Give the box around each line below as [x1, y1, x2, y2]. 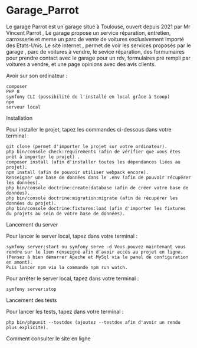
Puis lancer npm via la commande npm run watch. [6, 264, 128, 270]
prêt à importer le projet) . [6, 154, 81, 160]
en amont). [6, 259, 33, 265]
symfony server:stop [6, 286, 57, 292]
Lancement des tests [6, 296, 57, 304]
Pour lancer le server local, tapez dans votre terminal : [6, 232, 137, 239]
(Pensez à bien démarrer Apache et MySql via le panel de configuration [6, 254, 189, 260]
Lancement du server [6, 221, 58, 228]
